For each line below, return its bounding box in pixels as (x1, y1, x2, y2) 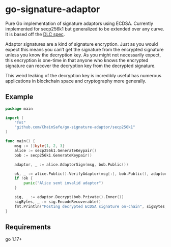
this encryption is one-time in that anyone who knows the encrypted (5, 57, 149, 63)
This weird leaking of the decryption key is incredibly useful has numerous (5, 72, 162, 78)
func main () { (5, 139, 36, 144)
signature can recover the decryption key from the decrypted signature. (5, 63, 156, 69)
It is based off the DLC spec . (5, 31, 65, 37)
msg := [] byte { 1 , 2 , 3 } (14, 143, 65, 148)
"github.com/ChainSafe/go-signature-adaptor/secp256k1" (14, 125, 136, 130)
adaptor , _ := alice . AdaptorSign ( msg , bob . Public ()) (14, 162, 129, 167)
